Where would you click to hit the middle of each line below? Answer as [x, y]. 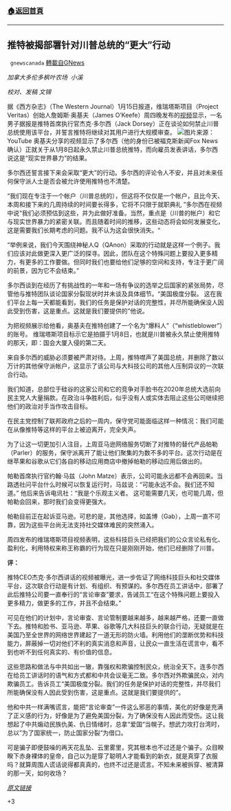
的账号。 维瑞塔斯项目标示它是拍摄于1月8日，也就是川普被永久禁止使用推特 [113, 334]
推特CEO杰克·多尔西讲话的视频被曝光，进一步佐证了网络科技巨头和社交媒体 [114, 577]
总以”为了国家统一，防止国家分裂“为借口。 [67, 733]
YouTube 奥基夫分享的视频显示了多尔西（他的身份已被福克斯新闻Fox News [113, 141]
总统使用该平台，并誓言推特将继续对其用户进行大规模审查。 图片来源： [111, 133]
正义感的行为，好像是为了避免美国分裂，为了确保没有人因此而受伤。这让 [115, 715]
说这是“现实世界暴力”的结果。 [49, 158]
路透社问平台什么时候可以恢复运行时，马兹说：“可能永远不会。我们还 [105, 485]
